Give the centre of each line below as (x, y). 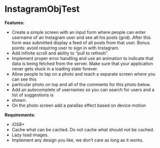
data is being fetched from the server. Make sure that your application (82, 63)
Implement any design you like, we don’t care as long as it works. (78, 140)
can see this (24, 79)
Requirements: (20, 115)
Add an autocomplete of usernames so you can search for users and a (83, 89)
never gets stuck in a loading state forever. (55, 69)
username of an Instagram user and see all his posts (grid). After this (81, 37)
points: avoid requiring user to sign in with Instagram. (66, 48)
